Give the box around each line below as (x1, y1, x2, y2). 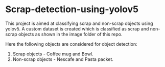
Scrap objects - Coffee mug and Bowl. (12, 51, 93, 57)
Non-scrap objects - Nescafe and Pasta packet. (12, 56, 114, 62)
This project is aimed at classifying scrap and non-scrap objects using (5, 20, 153, 26)
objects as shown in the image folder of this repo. (18, 31, 123, 37)
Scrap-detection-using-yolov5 (5, 4, 139, 15)
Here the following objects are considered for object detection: (5, 41, 137, 47)
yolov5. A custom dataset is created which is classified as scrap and (5, 25, 149, 31)
